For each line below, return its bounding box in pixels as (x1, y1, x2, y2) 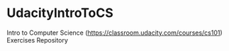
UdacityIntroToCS (6, 5, 114, 21)
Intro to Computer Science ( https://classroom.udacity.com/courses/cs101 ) (6, 28, 223, 37)
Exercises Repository (6, 35, 69, 44)
